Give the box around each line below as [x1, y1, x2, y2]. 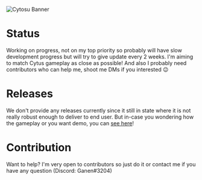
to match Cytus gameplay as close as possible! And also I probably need [6, 59, 187, 66]
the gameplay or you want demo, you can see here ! [6, 119, 134, 126]
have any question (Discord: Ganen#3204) [6, 167, 113, 174]
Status [6, 27, 40, 40]
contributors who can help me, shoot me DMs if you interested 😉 [6, 66, 169, 73]
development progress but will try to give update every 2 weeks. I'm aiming [6, 53, 194, 60]
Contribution [6, 141, 72, 155]
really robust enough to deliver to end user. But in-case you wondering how [6, 113, 194, 120]
